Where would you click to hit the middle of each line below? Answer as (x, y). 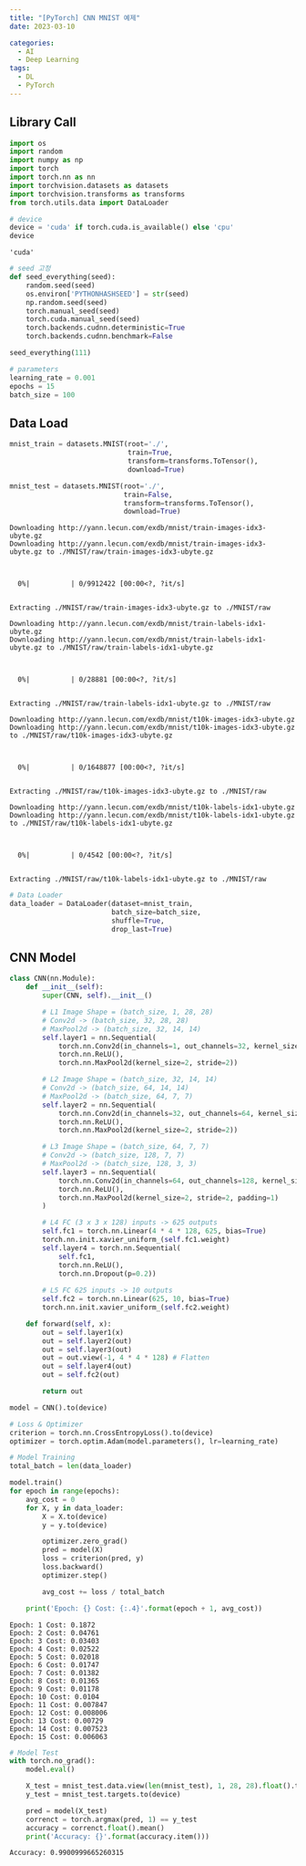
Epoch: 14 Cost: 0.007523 (58, 1729)
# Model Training (42, 1458)
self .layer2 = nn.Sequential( (99, 1105)
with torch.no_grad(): (52, 1761)
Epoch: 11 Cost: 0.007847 (58, 1704)
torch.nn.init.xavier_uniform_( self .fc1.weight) (136, 1240)
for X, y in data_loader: (75, 1508)
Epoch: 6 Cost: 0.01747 (55, 1665)
